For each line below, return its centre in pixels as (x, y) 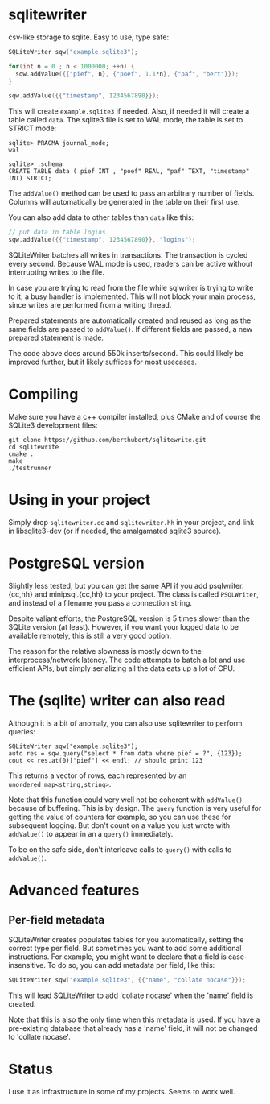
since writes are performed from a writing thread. (90, 305)
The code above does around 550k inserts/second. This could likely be (126, 354)
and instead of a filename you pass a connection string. (100, 602)
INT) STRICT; (30, 179)
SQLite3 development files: (53, 425)
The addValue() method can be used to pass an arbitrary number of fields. (131, 193)
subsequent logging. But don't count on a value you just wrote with (119, 825)
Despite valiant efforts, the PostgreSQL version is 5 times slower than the (129, 618)
